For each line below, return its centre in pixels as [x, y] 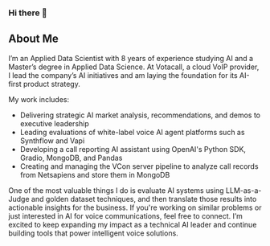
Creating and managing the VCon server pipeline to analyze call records [139, 166]
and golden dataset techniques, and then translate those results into [144, 199]
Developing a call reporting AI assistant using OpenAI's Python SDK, [133, 149]
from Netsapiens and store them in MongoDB [95, 174]
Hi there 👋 [28, 13]
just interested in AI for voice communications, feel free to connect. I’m [125, 215]
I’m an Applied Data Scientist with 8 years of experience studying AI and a [131, 58]
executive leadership [55, 123]
